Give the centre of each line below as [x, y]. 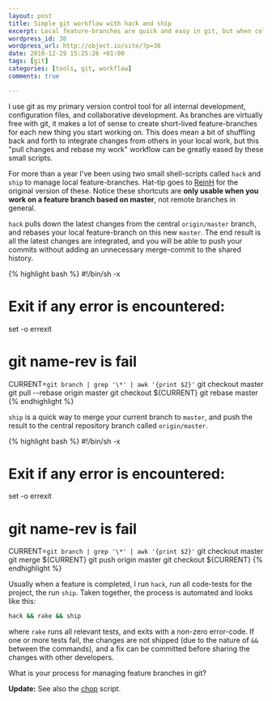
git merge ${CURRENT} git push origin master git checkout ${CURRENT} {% [136, 560]
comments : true [34, 76]
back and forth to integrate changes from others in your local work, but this [134, 140]
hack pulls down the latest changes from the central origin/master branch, [132, 223]
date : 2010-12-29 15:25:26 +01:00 [67, 53]
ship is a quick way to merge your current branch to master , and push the [131, 417]
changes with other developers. [62, 657]
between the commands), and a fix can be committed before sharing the [129, 649]
